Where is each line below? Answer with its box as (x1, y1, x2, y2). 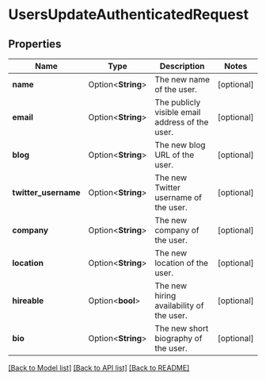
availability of (154, 300, 204, 311)
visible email (154, 107, 201, 117)
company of (154, 225, 199, 236)
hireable (12, 295, 44, 306)
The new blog (154, 140, 206, 150)
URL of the (154, 149, 195, 160)
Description (159, 61, 205, 71)
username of (154, 192, 203, 203)
